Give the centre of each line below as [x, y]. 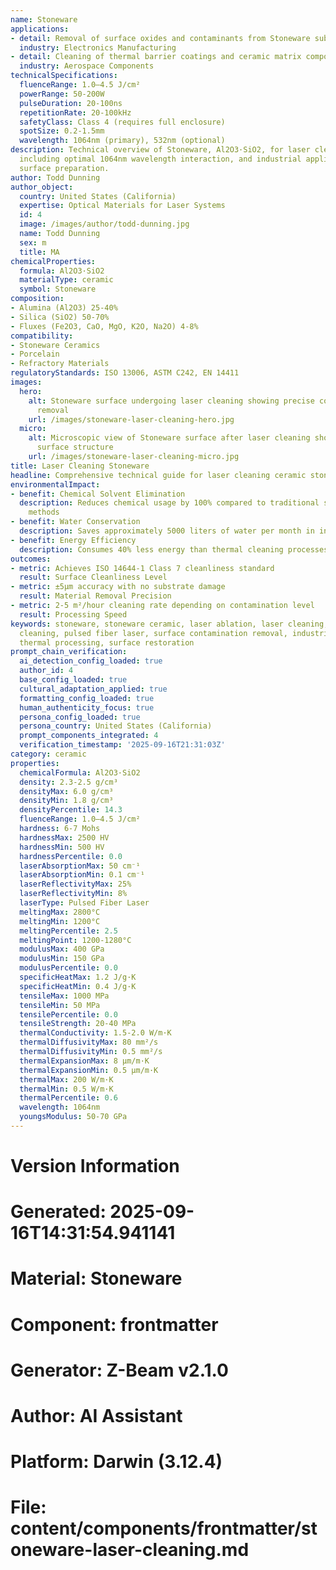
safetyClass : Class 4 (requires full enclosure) [122, 122]
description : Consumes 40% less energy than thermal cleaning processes [174, 549]
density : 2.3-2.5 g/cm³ [68, 782]
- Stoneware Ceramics [55, 345]
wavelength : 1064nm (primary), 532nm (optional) [122, 141]
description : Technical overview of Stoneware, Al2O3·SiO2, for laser [160, 150]
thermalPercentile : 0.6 [68, 1098]
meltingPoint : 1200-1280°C [75, 940]
